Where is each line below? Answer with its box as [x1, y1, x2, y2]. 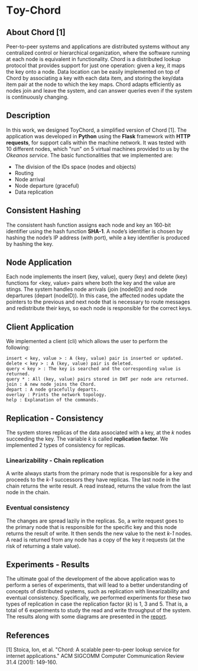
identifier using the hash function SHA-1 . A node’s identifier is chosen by [6, 227, 183, 235]
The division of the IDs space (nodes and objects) [14, 163, 137, 170]
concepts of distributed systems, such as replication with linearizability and [6, 588, 190, 595]
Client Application [6, 322, 74, 332]
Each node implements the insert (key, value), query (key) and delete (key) [6, 273, 188, 280]
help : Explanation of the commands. [6, 397, 99, 403]
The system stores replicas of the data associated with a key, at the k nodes [6, 429, 191, 436]
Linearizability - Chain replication [6, 456, 104, 464]
